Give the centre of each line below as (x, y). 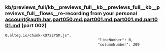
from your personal (114, 13)
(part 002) (34, 25)
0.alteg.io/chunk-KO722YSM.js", (38, 35)
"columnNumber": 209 (119, 45)
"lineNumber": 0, (115, 40)
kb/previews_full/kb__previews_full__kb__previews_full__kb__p (82, 7)
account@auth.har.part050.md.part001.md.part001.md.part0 (82, 19)
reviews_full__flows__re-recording (47, 13)
